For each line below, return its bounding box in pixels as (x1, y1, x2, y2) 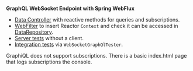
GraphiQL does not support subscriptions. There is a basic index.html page (6, 52, 187, 59)
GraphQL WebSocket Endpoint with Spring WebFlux (6, 5, 135, 12)
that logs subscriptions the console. (6, 58, 92, 65)
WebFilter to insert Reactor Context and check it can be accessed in (14, 23, 178, 29)
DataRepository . (14, 29, 54, 35)
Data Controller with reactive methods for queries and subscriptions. (14, 16, 180, 23)
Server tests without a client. (14, 35, 84, 41)
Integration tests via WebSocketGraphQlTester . (14, 41, 123, 48)
